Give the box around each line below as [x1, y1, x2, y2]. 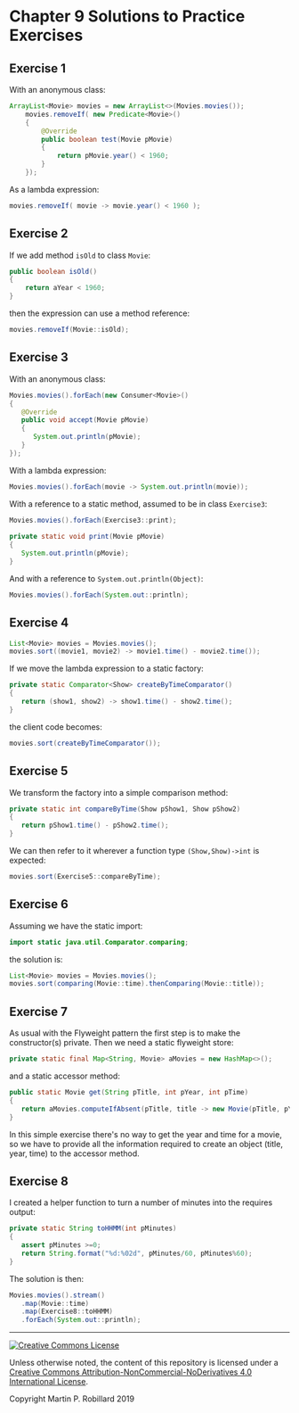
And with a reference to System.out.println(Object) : [9, 573, 204, 583]
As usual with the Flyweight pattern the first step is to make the [9, 1028, 241, 1038]
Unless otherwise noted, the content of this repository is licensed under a [9, 1358, 279, 1368]
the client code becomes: [9, 721, 102, 732]
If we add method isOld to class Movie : [9, 250, 151, 260]
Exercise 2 [9, 226, 69, 242]
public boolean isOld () [9, 267, 98, 276]
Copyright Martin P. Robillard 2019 [9, 1393, 135, 1404]
